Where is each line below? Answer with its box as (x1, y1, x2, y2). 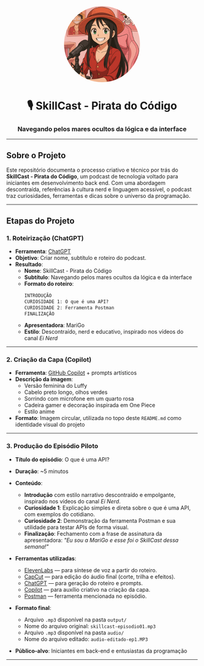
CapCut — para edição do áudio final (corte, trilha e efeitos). (24, 573, 175, 580)
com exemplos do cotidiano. (24, 510, 95, 517)
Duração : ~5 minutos (15, 468, 69, 475)
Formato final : (15, 604, 52, 611)
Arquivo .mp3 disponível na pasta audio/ (24, 629, 124, 636)
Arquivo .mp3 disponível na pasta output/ (24, 615, 127, 623)
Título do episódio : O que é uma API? (15, 455, 110, 463)
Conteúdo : (15, 479, 42, 486)
